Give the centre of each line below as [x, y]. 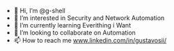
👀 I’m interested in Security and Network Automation [89, 18]
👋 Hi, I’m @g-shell [40, 11]
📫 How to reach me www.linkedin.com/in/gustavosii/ [90, 40]
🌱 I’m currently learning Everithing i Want [72, 25]
